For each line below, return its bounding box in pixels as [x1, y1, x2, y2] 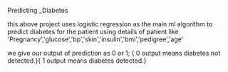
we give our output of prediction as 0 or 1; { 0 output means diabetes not [7, 49, 221, 57]
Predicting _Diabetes [7, 6, 68, 14]
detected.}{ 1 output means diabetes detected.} [7, 56, 147, 65]
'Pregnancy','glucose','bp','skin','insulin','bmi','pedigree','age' [7, 35, 184, 43]
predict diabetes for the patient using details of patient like [7, 28, 180, 36]
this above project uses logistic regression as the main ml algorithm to [7, 20, 213, 28]
